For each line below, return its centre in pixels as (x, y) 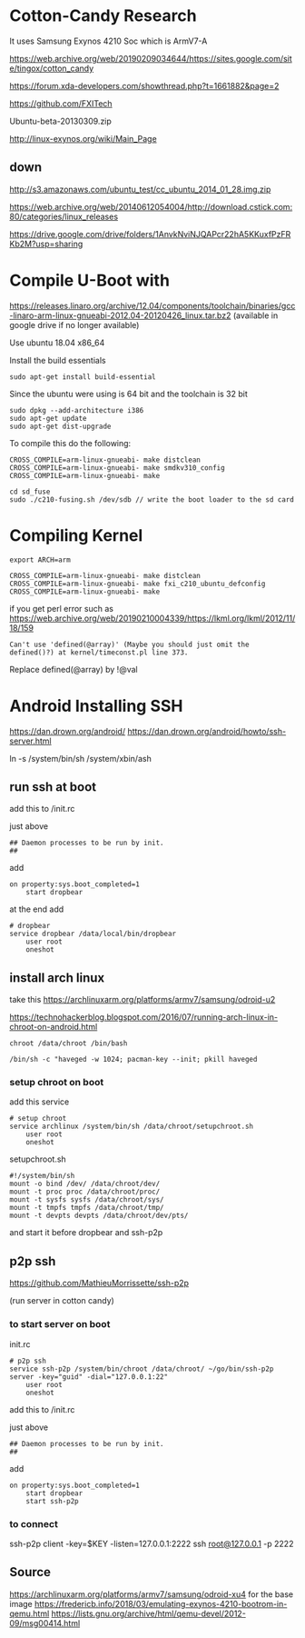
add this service (39, 1102)
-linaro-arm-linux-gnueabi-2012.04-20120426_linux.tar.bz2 (120, 315)
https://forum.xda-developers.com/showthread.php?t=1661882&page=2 (144, 85)
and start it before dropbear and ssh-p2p (86, 1233)
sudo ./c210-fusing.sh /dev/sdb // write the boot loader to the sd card (152, 499)
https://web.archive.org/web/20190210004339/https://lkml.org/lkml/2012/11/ (152, 618)
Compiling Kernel (76, 535)
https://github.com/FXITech (61, 103)
